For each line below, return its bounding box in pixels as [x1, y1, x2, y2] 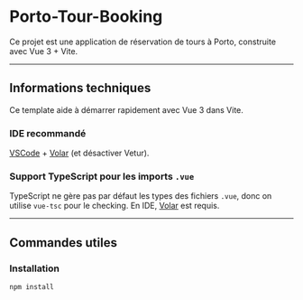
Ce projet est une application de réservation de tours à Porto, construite [9, 36, 277, 47]
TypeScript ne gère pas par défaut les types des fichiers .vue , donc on [9, 191, 272, 202]
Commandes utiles [9, 235, 117, 250]
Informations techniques [9, 80, 151, 96]
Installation [9, 262, 60, 275]
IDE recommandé [9, 127, 87, 139]
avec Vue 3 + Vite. [9, 45, 78, 56]
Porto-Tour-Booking [9, 6, 163, 27]
